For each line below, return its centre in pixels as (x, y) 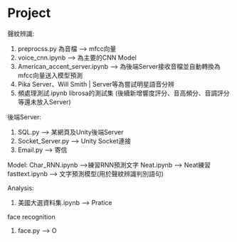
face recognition (31, 216)
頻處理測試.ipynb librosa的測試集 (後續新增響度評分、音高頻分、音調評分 (123, 93)
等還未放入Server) (44, 101)
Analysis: (21, 188)
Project (29, 13)
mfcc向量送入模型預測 (50, 75)
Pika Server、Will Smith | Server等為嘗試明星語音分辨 (96, 84)
